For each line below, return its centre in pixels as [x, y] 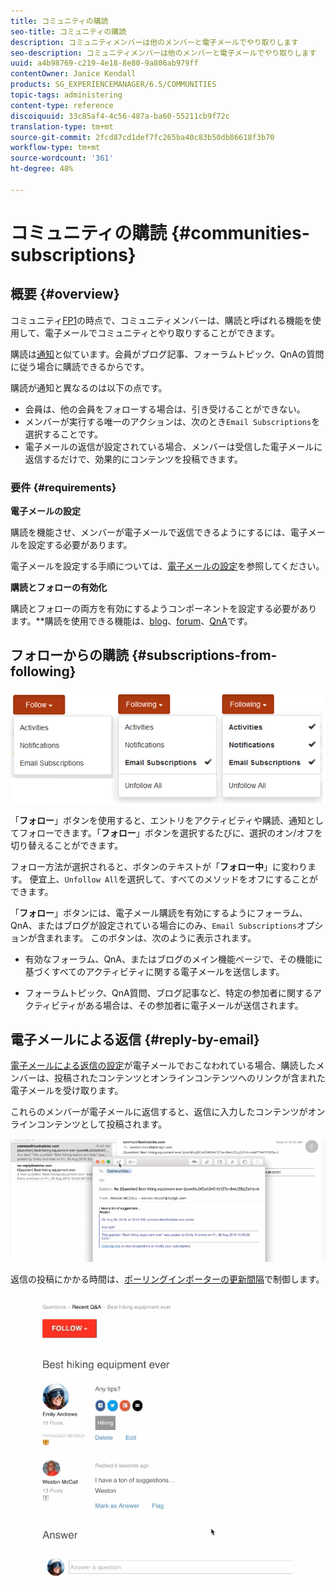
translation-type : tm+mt [62, 126]
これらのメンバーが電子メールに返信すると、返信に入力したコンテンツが [159, 1112]
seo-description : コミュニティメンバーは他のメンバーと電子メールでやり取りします [163, 53]
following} [43, 671]
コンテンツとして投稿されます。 [102, 1124]
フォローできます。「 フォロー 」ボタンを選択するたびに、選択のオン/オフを [170, 832]
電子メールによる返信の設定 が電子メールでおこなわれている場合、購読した [163, 1066]
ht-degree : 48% [42, 169]
